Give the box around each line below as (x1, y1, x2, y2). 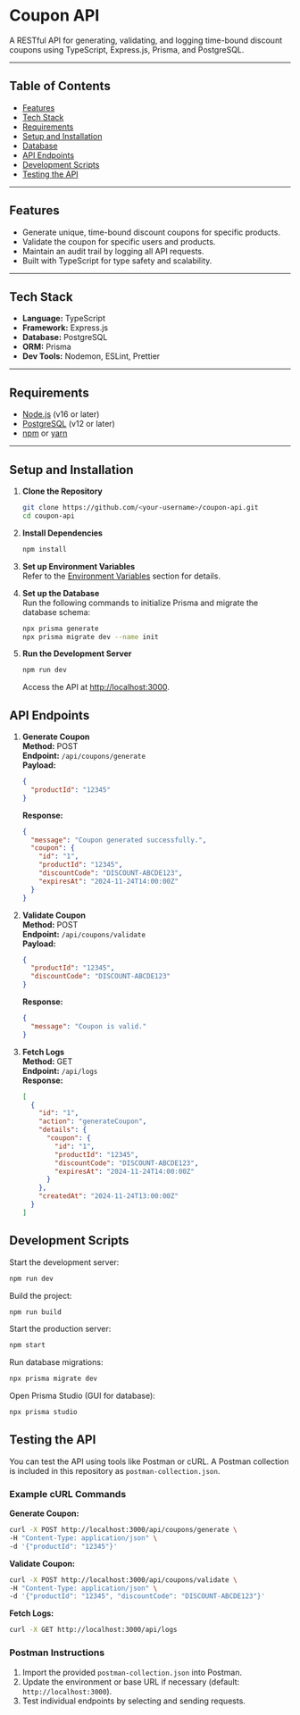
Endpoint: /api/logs (21, 1065, 98, 1076)
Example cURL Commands (9, 1487, 127, 1500)
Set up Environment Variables (21, 561, 136, 571)
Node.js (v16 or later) (21, 409, 100, 420)
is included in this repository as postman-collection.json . (9, 1465, 221, 1476)
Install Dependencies (21, 528, 103, 538)
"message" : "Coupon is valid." (30, 1021, 147, 1031)
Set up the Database (21, 587, 100, 598)
